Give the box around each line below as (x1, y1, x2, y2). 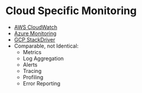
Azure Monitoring (14, 29, 57, 36)
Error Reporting (22, 79, 61, 87)
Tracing (22, 67, 42, 74)
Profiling (22, 74, 44, 81)
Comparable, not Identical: (14, 42, 79, 49)
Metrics (22, 48, 42, 55)
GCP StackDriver (14, 36, 55, 43)
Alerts (22, 61, 38, 68)
